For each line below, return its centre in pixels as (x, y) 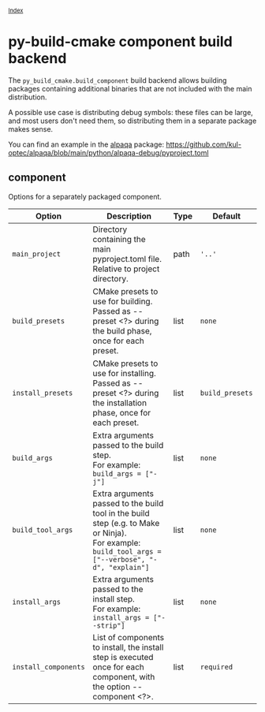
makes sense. (31, 129)
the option (112, 687)
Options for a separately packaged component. (85, 196)
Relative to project (126, 269)
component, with (124, 677)
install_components (49, 667)
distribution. (28, 97)
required (216, 667)
